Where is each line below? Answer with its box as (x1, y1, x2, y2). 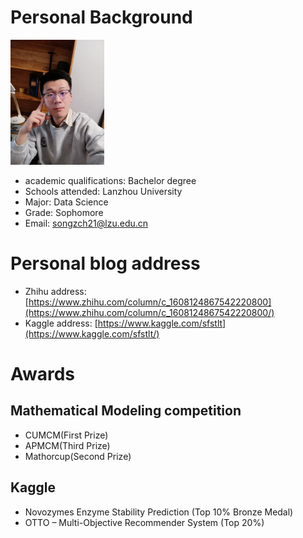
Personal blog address (10, 252, 201, 275)
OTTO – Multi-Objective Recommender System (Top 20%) (24, 516, 265, 528)
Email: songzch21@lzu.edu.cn (24, 217, 149, 229)
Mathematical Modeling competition (10, 402, 242, 420)
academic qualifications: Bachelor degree (24, 174, 197, 186)
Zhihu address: (24, 285, 87, 297)
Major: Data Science (24, 196, 109, 208)
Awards (10, 363, 76, 386)
